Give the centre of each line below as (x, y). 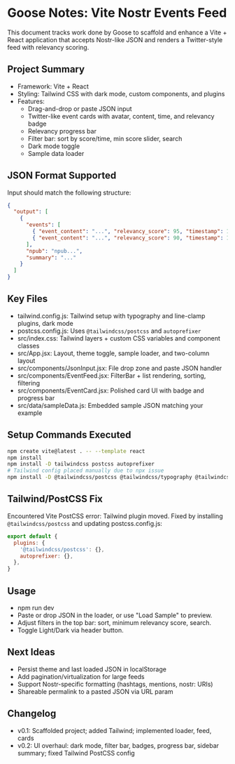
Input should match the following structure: (69, 192)
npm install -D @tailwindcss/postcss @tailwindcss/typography (100, 477)
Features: (31, 101)
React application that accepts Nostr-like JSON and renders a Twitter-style (115, 39)
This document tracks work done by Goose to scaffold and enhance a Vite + (117, 32)
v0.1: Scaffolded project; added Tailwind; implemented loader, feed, (114, 730)
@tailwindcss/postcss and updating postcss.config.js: (85, 523)
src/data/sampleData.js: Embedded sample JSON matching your (110, 405)
